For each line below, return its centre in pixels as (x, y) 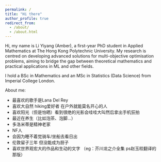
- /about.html (24, 32)
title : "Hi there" (24, 14)
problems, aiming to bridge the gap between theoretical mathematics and (78, 61)
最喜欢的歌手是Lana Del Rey (40, 100)
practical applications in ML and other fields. (49, 66)
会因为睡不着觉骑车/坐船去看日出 (45, 136)
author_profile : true (27, 18)
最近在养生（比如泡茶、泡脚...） (44, 118)
